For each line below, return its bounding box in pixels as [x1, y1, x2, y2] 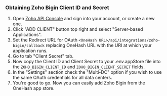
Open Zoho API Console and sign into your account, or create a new [12, 16, 155, 22]
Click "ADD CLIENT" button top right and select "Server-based [12, 26, 143, 32]
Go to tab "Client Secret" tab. [12, 53, 74, 59]
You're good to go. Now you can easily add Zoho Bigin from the [12, 80, 145, 86]
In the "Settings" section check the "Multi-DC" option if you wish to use [12, 69, 162, 75]
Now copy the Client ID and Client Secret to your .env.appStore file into [12, 59, 161, 65]
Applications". [12, 32, 42, 38]
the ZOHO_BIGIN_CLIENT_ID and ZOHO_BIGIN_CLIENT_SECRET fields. [12, 64, 145, 70]
